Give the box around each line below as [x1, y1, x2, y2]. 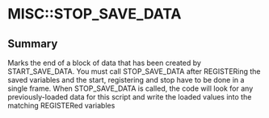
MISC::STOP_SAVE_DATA [7, 5, 183, 23]
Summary [7, 37, 58, 51]
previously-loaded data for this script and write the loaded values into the [7, 92, 252, 101]
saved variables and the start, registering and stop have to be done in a [7, 75, 245, 84]
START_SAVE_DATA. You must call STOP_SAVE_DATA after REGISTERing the [7, 67, 261, 76]
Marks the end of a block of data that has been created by [7, 58, 201, 67]
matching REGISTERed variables [7, 101, 116, 110]
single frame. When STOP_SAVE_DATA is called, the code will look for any [7, 83, 254, 93]
